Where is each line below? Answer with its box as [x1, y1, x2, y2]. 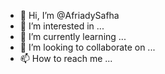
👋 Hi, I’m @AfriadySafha [19, 10, 120, 21]
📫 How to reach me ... [19, 53, 113, 64]
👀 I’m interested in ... [19, 20, 105, 32]
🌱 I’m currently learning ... [19, 31, 127, 42]
